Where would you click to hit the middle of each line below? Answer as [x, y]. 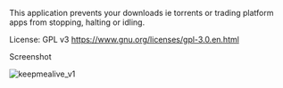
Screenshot [30, 56]
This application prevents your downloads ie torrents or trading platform [141, 13]
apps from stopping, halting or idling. [77, 22]
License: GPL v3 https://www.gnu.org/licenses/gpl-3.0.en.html [124, 40]
